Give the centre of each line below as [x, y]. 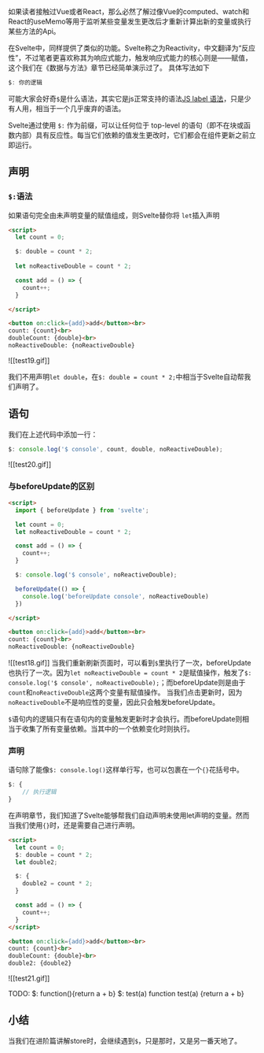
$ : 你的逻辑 [26, 83]
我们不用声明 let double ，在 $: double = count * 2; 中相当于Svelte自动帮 [126, 376]
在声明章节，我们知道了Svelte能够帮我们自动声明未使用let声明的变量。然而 [129, 815]
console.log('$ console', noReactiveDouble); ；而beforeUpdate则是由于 [127, 683]
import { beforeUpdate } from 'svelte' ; [82, 510]
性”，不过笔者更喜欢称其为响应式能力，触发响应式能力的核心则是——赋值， [130, 58]
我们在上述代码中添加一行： [53, 434]
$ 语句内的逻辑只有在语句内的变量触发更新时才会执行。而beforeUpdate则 [125, 719]
